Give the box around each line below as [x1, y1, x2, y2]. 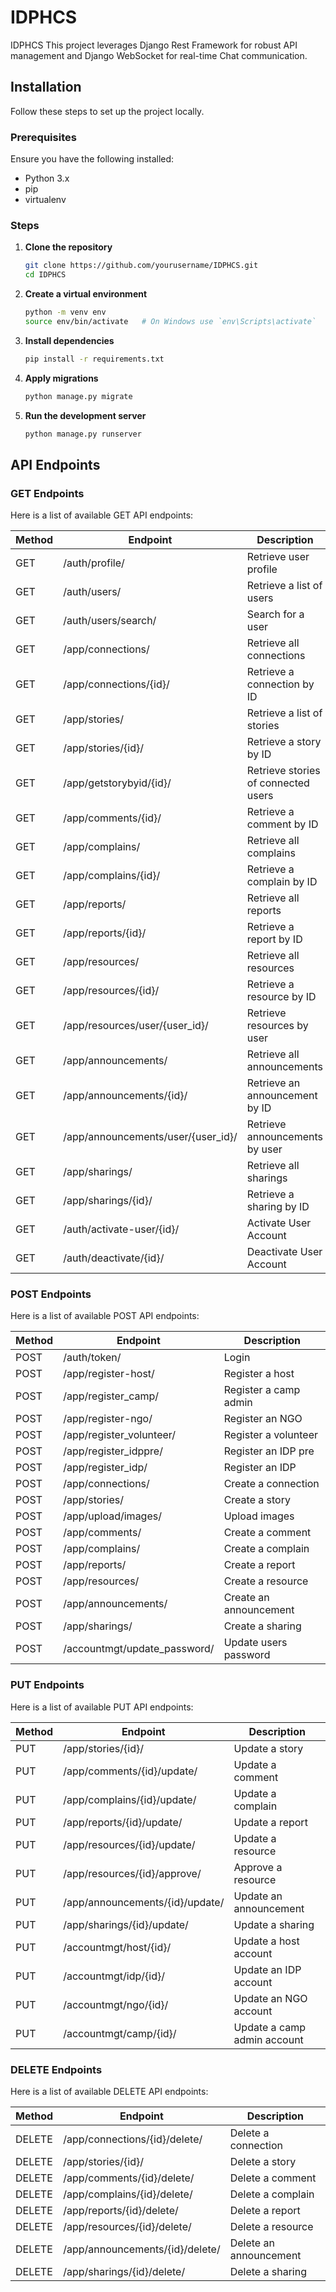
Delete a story [229, 2155, 297, 2169]
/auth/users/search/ [63, 614, 157, 628]
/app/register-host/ [63, 1367, 155, 1381]
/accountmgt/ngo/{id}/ [63, 1997, 169, 2011]
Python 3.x [24, 172, 70, 185]
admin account [233, 2032, 304, 2046]
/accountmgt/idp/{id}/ [63, 1969, 165, 1983]
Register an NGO [223, 1412, 303, 1426]
